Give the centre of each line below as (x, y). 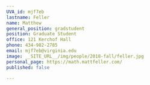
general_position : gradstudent (45, 28)
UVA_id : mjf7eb (25, 12)
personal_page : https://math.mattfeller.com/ (64, 62)
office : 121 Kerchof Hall (39, 40)
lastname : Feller (28, 17)
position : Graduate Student (42, 34)
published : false (28, 67)
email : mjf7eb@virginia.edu (42, 51)
